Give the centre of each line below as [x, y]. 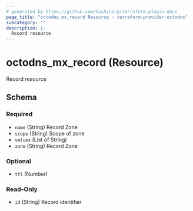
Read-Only [22, 189]
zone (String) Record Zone [46, 146]
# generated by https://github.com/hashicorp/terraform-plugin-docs [92, 11]
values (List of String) [41, 140]
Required [19, 114]
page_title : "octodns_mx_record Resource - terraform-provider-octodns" [97, 17]
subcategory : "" [26, 22]
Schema [21, 98]
